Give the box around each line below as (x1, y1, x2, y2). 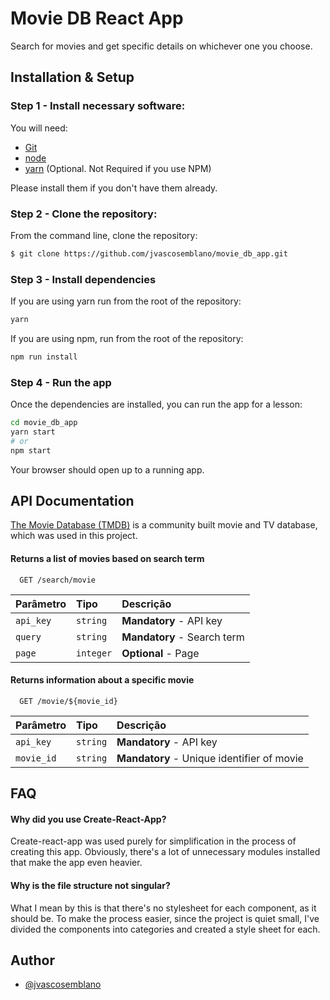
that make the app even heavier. (10, 857, 143, 869)
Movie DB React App (10, 7, 184, 30)
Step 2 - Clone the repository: (10, 207, 158, 221)
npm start (10, 445, 52, 456)
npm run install (10, 352, 78, 362)
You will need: (10, 122, 68, 134)
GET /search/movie (19, 575, 97, 585)
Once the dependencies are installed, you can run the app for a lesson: (10, 398, 303, 411)
